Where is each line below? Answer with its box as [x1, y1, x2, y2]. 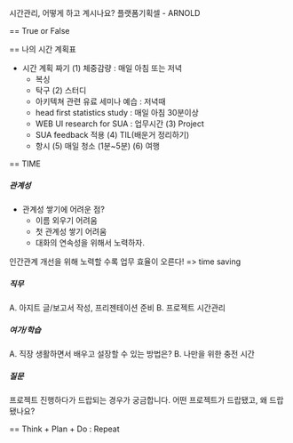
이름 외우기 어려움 [35, 214, 98, 225]
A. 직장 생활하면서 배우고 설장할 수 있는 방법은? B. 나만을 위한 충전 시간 [9, 348, 255, 358]
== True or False [9, 26, 70, 36]
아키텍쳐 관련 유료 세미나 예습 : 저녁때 [35, 96, 166, 107]
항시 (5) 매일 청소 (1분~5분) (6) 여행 [35, 141, 160, 151]
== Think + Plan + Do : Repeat [9, 423, 120, 434]
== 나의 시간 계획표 [9, 44, 77, 54]
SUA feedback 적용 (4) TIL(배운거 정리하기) [35, 130, 190, 140]
